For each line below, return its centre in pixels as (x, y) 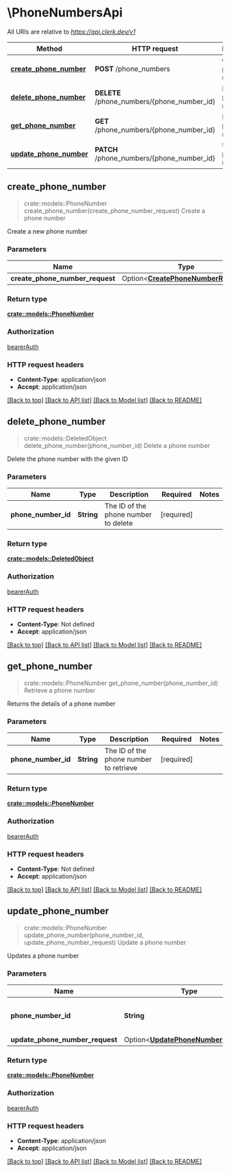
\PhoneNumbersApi (65, 13)
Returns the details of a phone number (61, 703)
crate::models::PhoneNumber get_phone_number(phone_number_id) (121, 683)
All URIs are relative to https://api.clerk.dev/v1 (71, 32)
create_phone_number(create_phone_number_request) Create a (114, 210)
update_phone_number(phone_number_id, (84, 935)
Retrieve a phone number (60, 690)
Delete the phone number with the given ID (68, 459)
